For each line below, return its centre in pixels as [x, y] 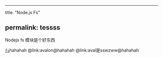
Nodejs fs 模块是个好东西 [30, 40]
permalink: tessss [33, 28]
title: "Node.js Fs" [23, 12]
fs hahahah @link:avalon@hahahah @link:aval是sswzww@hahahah [72, 50]
